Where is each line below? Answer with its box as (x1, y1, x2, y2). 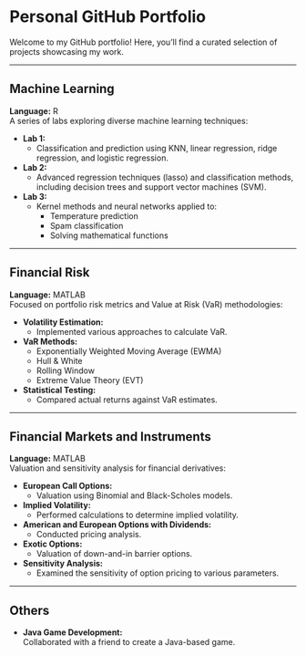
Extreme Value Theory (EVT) (36, 374, 144, 385)
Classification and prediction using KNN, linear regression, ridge (36, 142, 278, 153)
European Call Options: (22, 481, 113, 492)
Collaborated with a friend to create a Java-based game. (22, 637, 236, 648)
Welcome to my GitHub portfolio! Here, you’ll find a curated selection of (9, 36, 278, 47)
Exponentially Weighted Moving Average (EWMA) (36, 345, 222, 357)
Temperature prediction (49, 210, 138, 221)
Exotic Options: (22, 538, 83, 549)
